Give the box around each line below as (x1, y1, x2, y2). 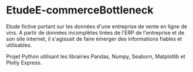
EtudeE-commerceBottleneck (6, 4, 154, 17)
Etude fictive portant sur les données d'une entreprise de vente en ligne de (6, 23, 188, 30)
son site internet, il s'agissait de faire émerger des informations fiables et (6, 35, 182, 42)
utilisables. (6, 42, 32, 49)
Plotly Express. (6, 59, 42, 66)
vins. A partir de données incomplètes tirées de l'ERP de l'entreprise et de (6, 29, 185, 36)
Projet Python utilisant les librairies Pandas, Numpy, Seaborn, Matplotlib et (6, 53, 186, 60)
